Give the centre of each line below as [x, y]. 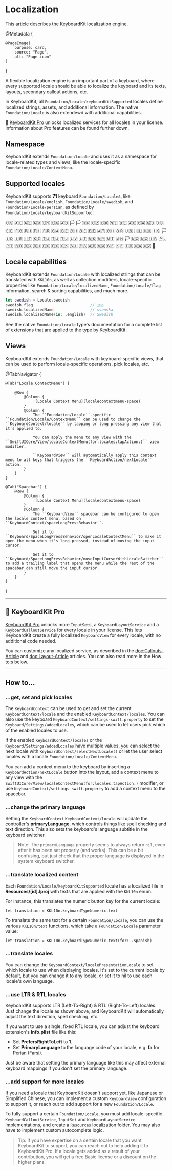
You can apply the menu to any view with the [82, 437]
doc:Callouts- [149, 651]
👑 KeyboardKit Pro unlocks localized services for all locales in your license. [84, 122]
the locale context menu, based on [43, 518]
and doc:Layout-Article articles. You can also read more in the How [91, 656]
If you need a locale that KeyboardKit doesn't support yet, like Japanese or [84, 1093]
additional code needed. [31, 641]
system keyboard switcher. [46, 861]
